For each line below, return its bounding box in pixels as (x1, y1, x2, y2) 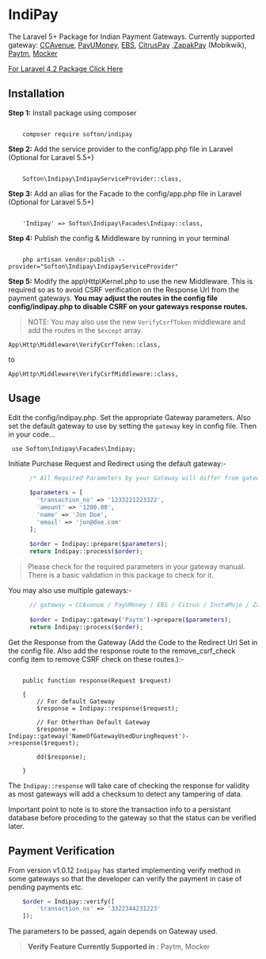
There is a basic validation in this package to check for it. (27, 571, 214, 580)
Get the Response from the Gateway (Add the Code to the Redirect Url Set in (8, 637, 258, 647)
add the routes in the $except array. (27, 325, 143, 334)
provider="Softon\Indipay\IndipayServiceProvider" (8, 262, 179, 270)
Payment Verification (8, 844, 115, 858)
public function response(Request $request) (22, 676, 172, 685)
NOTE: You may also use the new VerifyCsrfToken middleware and (27, 317, 245, 327)
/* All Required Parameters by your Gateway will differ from (28, 474, 239, 482)
